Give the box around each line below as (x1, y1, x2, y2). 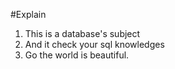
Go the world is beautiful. (24, 49, 130, 61)
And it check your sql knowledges (24, 39, 165, 50)
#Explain (10, 9, 47, 20)
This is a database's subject (24, 28, 141, 39)
